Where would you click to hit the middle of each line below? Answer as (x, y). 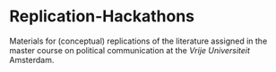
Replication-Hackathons (102, 16)
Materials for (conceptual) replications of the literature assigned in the (138, 41)
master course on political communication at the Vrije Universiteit (130, 50)
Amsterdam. (32, 60)
